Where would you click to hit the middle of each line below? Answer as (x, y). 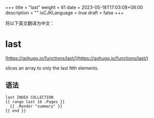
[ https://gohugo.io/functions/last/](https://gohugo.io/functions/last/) (77, 58)
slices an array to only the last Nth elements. (52, 68)
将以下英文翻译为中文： (30, 23)
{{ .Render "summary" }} (36, 106)
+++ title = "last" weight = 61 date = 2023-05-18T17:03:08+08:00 (74, 7)
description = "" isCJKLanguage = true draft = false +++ (65, 13)
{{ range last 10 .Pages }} (35, 102)
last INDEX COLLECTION (29, 97)
